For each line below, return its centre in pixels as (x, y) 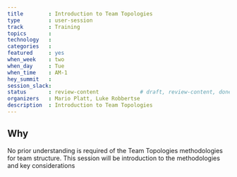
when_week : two (36, 60)
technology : (30, 40)
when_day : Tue (36, 66)
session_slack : (30, 86)
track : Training (44, 27)
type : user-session (50, 20)
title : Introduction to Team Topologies (80, 14)
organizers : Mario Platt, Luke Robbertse (74, 99)
